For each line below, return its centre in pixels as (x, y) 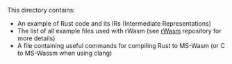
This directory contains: (41, 10)
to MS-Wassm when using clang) (65, 53)
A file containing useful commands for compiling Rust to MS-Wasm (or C (121, 46)
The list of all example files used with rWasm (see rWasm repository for (119, 31)
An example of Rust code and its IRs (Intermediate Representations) (114, 23)
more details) (36, 38)
